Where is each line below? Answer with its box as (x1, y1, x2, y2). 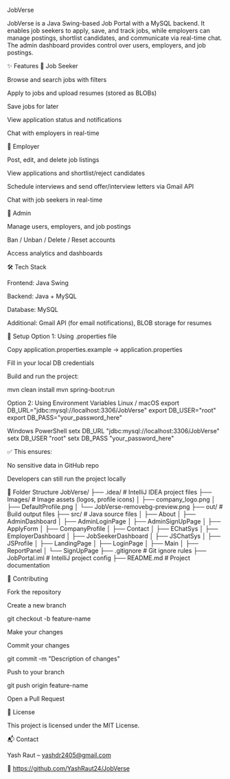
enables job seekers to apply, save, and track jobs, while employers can (7, 27, 211, 34)
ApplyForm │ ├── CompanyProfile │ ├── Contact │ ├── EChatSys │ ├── (7, 525, 218, 532)
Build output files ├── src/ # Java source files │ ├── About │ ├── (7, 510, 196, 518)
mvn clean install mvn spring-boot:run (7, 386, 115, 393)
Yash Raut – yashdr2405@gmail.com (7, 751, 111, 759)
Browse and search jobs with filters (7, 76, 107, 83)
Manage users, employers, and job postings (7, 222, 132, 230)
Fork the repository (7, 588, 62, 596)
